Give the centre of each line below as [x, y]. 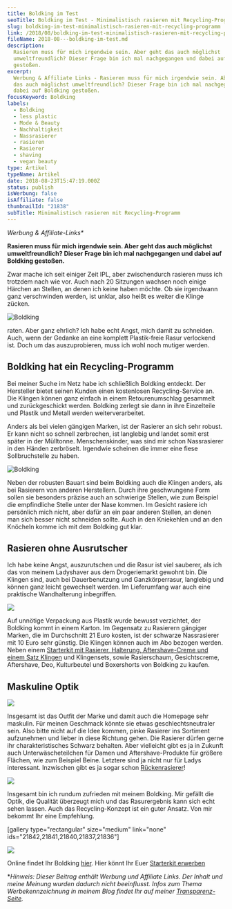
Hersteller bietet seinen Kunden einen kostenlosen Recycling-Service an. [111, 391]
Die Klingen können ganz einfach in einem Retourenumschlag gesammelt [111, 398]
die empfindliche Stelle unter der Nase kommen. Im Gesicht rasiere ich [108, 504]
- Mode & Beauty [37, 123]
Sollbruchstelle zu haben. [43, 456]
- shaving [27, 155]
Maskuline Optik [43, 687]
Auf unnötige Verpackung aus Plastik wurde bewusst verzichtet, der [104, 621]
